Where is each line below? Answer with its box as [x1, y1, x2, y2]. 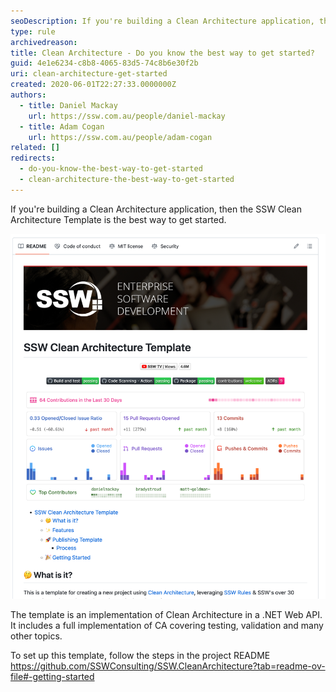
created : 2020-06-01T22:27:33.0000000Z [10, 80, 177, 90]
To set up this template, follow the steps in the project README [10, 649, 271, 661]
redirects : [10, 153, 56, 164]
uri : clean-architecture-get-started [10, 69, 168, 79]
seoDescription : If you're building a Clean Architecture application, [10, 16, 315, 26]
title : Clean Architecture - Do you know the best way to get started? [10, 48, 315, 58]
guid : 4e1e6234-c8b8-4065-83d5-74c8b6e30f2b [10, 58, 199, 69]
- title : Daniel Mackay [19, 100, 118, 110]
